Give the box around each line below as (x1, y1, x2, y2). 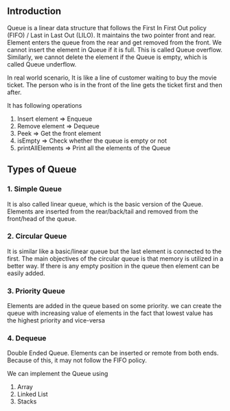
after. (7, 88, 22, 96)
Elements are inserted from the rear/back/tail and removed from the (7, 207, 198, 215)
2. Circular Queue (7, 231, 67, 241)
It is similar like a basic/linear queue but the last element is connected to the (7, 247, 222, 255)
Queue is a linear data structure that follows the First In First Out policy (7, 23, 207, 32)
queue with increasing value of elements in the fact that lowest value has (7, 309, 214, 318)
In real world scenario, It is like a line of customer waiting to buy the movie (7, 73, 218, 82)
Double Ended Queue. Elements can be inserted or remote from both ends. (7, 349, 219, 357)
